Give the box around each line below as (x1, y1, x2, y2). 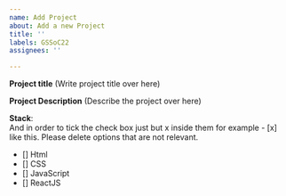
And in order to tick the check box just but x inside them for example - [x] (9, 122, 278, 134)
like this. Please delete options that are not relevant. (9, 132, 199, 143)
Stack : (9, 113, 34, 124)
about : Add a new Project (9, 21, 105, 30)
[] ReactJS (21, 177, 61, 188)
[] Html (21, 149, 48, 160)
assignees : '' (9, 46, 62, 55)
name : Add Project (9, 12, 77, 22)
